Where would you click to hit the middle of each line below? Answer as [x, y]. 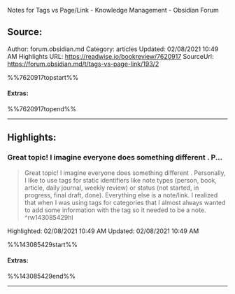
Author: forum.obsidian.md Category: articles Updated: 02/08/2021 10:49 [113, 49]
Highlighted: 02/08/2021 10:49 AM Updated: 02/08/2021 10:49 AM [103, 231]
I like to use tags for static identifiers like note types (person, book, [121, 180]
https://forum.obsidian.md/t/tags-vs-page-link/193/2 [83, 64]
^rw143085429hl [49, 217]
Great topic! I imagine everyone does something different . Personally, [125, 173]
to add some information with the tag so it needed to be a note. [115, 210]
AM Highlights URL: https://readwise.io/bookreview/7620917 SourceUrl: [111, 56]
